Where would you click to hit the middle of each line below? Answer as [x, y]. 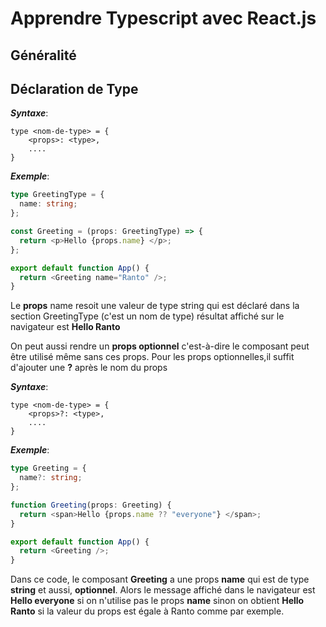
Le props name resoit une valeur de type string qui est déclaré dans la [155, 306]
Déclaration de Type [74, 88]
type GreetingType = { [57, 195]
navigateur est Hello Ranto [65, 327]
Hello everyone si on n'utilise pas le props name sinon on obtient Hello [157, 601]
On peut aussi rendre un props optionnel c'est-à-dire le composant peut [160, 346]
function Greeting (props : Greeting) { [91, 505]
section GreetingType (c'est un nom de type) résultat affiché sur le [147, 316]
